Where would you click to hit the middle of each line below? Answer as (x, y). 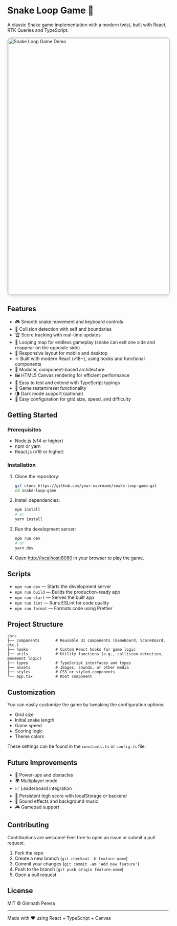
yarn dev (24, 548)
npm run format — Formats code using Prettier (64, 608)
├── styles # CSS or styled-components (61, 672)
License (20, 891)
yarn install (29, 519)
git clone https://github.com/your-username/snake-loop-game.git (86, 486)
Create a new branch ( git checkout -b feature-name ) (71, 858)
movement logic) (25, 659)
